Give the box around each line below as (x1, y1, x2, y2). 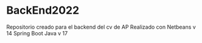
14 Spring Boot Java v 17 (6, 29, 68, 36)
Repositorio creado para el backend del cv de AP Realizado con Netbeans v (6, 23, 196, 30)
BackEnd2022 (6, 4, 80, 17)
